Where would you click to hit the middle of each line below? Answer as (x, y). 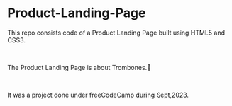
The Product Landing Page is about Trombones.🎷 (79, 67)
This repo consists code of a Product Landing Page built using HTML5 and (116, 33)
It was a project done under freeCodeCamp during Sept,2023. (98, 95)
